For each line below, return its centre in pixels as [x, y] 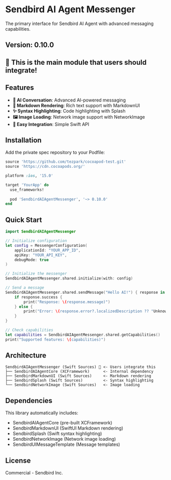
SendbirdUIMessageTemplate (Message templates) [66, 444]
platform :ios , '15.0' [29, 176]
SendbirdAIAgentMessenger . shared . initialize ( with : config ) [69, 279]
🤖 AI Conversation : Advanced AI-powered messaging [69, 100]
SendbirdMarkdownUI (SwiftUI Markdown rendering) [68, 428]
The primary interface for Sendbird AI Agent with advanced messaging [79, 23]
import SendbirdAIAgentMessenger [41, 232]
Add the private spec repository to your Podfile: [55, 153]
